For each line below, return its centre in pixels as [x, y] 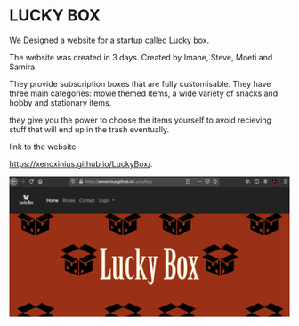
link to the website [43, 147]
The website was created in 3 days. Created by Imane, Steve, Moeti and [141, 57]
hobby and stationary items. [61, 102]
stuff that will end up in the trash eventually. [89, 129]
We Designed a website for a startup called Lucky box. [109, 40]
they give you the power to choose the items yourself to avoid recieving [141, 120]
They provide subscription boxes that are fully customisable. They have [140, 83]
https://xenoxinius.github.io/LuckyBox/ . [81, 163]
